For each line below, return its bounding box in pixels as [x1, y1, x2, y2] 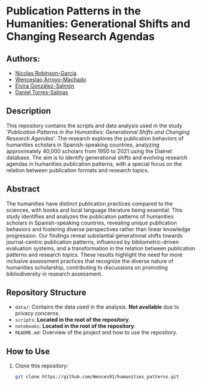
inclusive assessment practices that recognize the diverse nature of [6, 257, 174, 265]
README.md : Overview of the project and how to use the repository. [14, 329, 178, 336]
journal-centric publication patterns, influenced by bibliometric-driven [6, 238, 179, 246]
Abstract [6, 184, 40, 195]
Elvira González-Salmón [14, 82, 75, 89]
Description [6, 106, 51, 116]
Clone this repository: [14, 362, 68, 370]
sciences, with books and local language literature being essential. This [6, 206, 183, 214]
